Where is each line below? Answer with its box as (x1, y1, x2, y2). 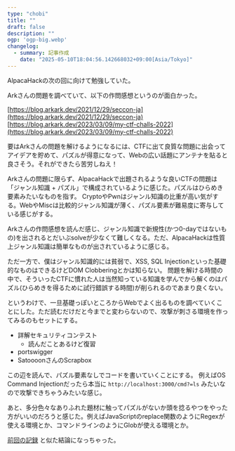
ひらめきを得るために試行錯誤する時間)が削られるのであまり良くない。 (22, 283, 227, 292)
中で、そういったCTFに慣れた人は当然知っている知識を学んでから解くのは (7, 275, 222, 283)
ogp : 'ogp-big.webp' (7, 37, 68, 44)
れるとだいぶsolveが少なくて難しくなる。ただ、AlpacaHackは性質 (34, 233, 226, 242)
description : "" (7, 30, 55, 37)
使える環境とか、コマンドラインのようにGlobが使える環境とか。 (7, 421, 193, 429)
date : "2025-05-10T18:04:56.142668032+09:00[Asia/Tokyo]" (20, 56, 193, 63)
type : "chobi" (7, 10, 49, 18)
